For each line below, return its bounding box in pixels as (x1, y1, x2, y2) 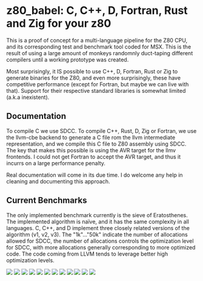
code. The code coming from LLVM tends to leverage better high (6, 250, 168, 257)
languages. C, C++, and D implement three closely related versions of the (6, 224, 190, 231)
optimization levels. (6, 256, 55, 264)
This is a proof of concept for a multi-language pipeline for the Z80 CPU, (6, 36, 188, 44)
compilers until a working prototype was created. (6, 56, 129, 63)
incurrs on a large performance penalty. (6, 159, 106, 167)
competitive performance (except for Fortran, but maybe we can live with (6, 80, 189, 88)
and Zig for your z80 (6, 16, 111, 30)
